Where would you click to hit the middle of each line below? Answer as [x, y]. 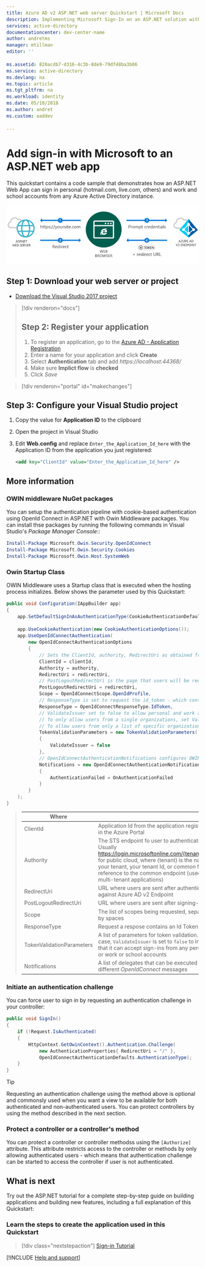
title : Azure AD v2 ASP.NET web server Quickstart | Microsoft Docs [95, 13]
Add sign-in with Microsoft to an [90, 153]
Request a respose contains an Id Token [148, 926]
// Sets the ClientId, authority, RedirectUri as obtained [115, 655]
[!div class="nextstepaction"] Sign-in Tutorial [78, 1246]
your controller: [26, 1007]
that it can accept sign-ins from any [143, 948]
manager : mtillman [30, 45]
